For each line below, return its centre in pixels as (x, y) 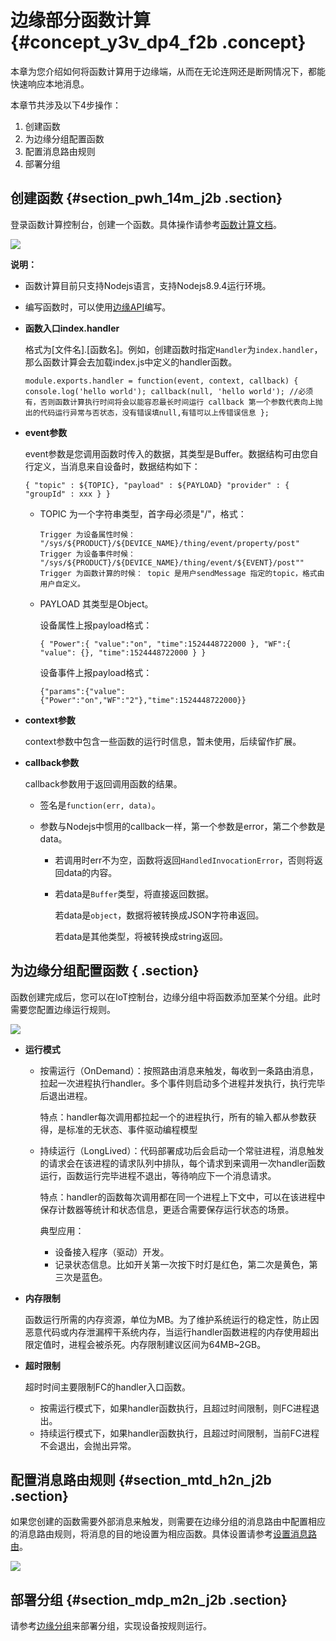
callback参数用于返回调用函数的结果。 (103, 783)
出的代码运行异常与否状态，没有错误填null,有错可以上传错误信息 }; (147, 412)
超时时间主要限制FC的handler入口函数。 (108, 1387)
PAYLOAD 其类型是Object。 (96, 603)
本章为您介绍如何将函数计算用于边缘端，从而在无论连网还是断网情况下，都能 (168, 71)
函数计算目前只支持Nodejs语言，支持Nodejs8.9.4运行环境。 (148, 285)
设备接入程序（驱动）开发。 (112, 1252)
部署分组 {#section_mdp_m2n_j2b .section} (149, 1599)
